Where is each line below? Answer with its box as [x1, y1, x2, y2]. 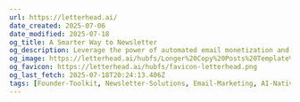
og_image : [9, 54, 46, 63]
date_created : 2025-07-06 [9, 21, 105, 30]
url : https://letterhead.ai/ [9, 12, 118, 22]
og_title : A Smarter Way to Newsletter [9, 37, 158, 47]
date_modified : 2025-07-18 [9, 29, 110, 38]
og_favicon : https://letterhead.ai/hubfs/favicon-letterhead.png [9, 63, 257, 72]
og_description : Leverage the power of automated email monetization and [9, 46, 290, 55]
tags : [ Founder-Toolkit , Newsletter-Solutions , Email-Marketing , [9, 79, 257, 88]
